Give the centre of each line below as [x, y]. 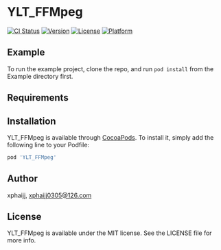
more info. [22, 240]
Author [22, 179]
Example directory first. [40, 76]
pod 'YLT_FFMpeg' [32, 157]
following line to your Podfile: [48, 145]
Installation [32, 121]
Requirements [38, 98]
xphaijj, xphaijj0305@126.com [49, 195]
